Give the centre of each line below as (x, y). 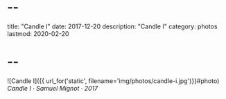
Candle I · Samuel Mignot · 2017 (53, 88)
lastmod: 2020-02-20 (38, 33)
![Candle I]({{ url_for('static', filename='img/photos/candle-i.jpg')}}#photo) (113, 81)
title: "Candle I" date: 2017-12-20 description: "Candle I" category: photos (112, 26)
